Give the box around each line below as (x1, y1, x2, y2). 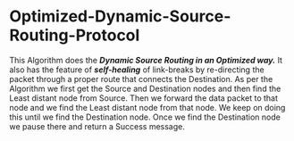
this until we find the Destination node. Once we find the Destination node (9, 112, 281, 122)
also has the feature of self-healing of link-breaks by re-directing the (9, 64, 265, 75)
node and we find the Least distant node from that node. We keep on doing (9, 102, 286, 112)
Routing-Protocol (9, 25, 140, 46)
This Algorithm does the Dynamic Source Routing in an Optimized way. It (9, 54, 283, 65)
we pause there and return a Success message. (9, 120, 185, 131)
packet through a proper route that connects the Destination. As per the (9, 73, 273, 84)
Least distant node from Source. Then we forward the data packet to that (9, 92, 279, 104)
